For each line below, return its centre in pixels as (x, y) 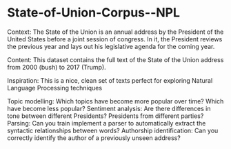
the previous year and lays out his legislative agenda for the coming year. (111, 46)
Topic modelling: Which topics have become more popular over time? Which (115, 101)
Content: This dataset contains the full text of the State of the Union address (115, 59)
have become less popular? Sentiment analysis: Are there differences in (109, 108)
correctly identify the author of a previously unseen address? (94, 138)
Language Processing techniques (54, 88)
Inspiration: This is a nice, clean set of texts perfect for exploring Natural (110, 80)
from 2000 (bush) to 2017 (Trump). (57, 67)
